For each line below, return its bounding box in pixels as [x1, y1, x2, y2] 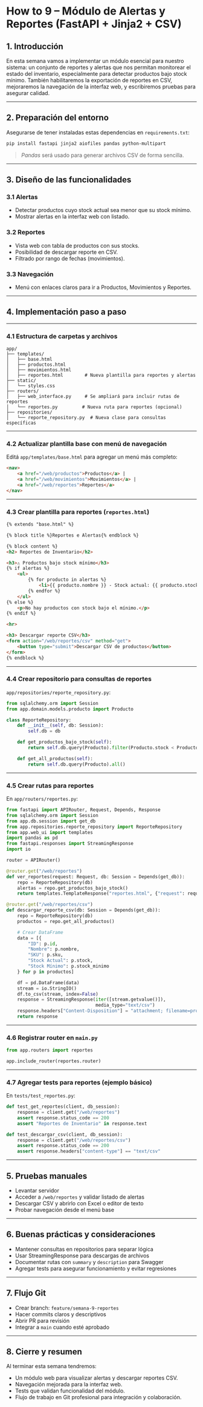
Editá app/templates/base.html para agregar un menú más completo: [6, 453, 178, 461]
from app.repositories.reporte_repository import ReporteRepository [6, 824, 182, 830]
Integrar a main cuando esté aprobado [14, 1323, 110, 1331]
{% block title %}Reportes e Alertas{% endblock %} [6, 532, 139, 538]
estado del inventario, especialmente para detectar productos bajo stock [6, 70, 187, 77]
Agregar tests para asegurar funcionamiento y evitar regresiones [14, 1265, 177, 1272]
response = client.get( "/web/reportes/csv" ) [17, 1137, 131, 1143]
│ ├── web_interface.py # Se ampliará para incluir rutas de [6, 394, 180, 400]
